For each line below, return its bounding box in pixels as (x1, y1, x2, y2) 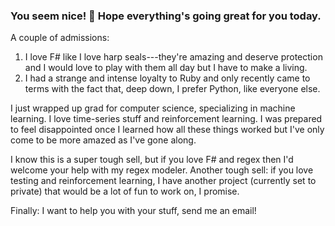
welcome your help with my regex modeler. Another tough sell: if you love (10, 164, 314, 176)
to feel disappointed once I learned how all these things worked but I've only (10, 124, 325, 136)
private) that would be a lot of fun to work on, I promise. (10, 185, 240, 198)
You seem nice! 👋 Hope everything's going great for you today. (10, 9, 322, 23)
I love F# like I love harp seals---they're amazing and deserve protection (24, 51, 323, 63)
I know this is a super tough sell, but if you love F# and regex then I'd (10, 154, 294, 166)
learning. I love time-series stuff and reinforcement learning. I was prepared (10, 113, 323, 125)
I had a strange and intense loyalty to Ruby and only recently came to (24, 72, 311, 84)
